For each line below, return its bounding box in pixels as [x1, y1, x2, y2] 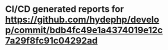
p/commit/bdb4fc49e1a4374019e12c [5, 25, 163, 36]
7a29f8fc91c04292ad [5, 35, 98, 47]
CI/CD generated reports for [5, 3, 124, 15]
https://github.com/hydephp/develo [5, 14, 159, 25]
